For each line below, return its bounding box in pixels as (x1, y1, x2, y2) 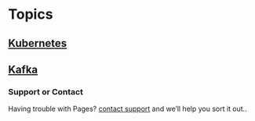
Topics (8, 5, 53, 23)
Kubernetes (8, 37, 67, 50)
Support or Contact (8, 86, 84, 97)
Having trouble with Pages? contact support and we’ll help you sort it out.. (8, 104, 247, 114)
